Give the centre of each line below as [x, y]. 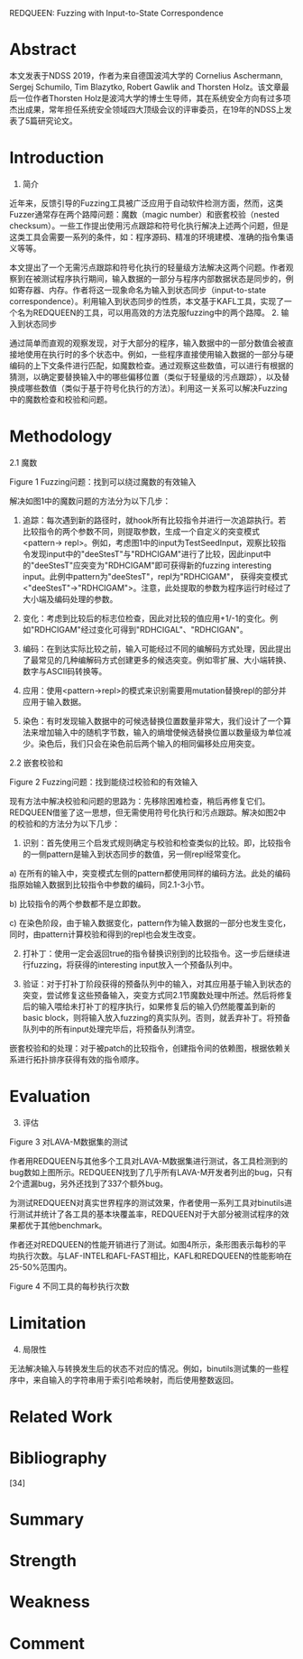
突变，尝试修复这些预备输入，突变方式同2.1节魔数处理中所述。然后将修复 [157, 995]
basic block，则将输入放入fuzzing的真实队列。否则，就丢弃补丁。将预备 [156, 1017]
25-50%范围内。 [41, 1266]
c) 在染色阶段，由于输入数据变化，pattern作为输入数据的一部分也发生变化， [150, 922]
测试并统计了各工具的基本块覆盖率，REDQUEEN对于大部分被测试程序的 [149, 1214]
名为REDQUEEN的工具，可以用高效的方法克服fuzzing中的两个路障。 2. [148, 312]
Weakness [50, 1602]
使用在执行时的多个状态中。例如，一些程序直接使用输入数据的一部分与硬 [159, 354]
